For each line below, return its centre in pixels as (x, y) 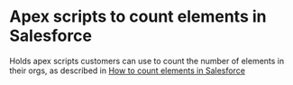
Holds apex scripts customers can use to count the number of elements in (147, 61)
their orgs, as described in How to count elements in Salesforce (128, 71)
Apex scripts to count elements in (138, 17)
